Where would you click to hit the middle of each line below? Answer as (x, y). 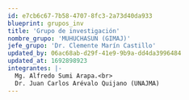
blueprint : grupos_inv (46, 23)
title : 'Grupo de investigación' (64, 31)
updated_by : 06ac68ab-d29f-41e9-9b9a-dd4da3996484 (94, 53)
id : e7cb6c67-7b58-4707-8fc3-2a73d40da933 (80, 16)
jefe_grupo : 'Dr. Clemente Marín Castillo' (82, 46)
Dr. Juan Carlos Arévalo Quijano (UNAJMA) (87, 83)
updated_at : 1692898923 (48, 61)
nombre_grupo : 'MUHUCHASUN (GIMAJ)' (69, 38)
